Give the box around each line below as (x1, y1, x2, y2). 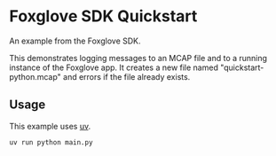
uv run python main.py (9, 137, 93, 147)
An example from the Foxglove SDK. (9, 35, 141, 46)
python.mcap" (9, 71, 62, 82)
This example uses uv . (9, 121, 91, 131)
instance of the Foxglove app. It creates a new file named (9, 62, 219, 73)
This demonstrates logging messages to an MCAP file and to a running (9, 52, 268, 63)
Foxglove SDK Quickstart (9, 6, 198, 27)
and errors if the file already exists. (63, 71, 191, 82)
